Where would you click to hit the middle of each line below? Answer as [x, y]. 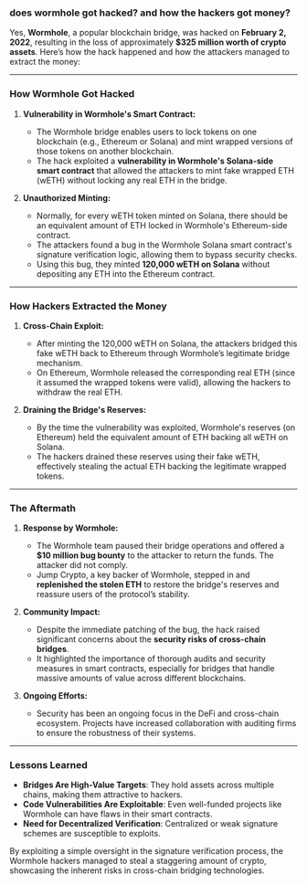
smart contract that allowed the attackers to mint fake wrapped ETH [165, 170]
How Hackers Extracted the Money [88, 306]
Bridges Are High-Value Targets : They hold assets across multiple [148, 785]
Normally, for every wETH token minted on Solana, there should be [162, 216]
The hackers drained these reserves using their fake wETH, [148, 456]
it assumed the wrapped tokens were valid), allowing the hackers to [163, 382]
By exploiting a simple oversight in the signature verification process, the [146, 851]
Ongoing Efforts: [55, 696]
